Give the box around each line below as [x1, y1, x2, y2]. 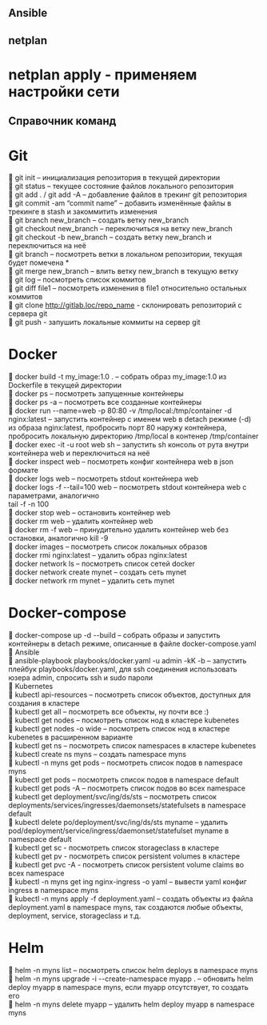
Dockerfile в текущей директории [8, 380, 122, 390]
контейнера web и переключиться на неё [8, 448, 150, 458]
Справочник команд [8, 114, 117, 128]
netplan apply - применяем [8, 66, 197, 83]
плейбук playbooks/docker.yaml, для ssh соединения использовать [8, 664, 237, 675]
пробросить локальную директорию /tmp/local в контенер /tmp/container [8, 431, 259, 441]
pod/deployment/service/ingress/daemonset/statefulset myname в [8, 826, 229, 835]
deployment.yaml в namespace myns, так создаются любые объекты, [8, 903, 244, 912]
